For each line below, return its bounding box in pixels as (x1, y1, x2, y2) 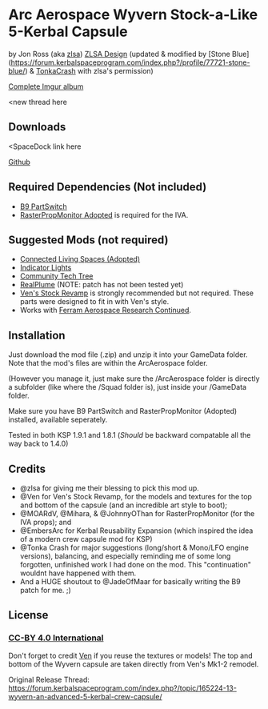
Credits (8, 462, 46, 475)
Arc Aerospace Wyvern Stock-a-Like (8, 6, 258, 24)
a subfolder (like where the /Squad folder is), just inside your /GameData (8, 383, 246, 392)
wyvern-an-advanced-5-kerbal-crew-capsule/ (8, 691, 162, 701)
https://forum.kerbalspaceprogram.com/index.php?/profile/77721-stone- (10, 58, 250, 67)
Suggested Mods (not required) (8, 233, 169, 246)
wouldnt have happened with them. (19, 568, 137, 578)
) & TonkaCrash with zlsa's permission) (25, 66, 154, 75)
